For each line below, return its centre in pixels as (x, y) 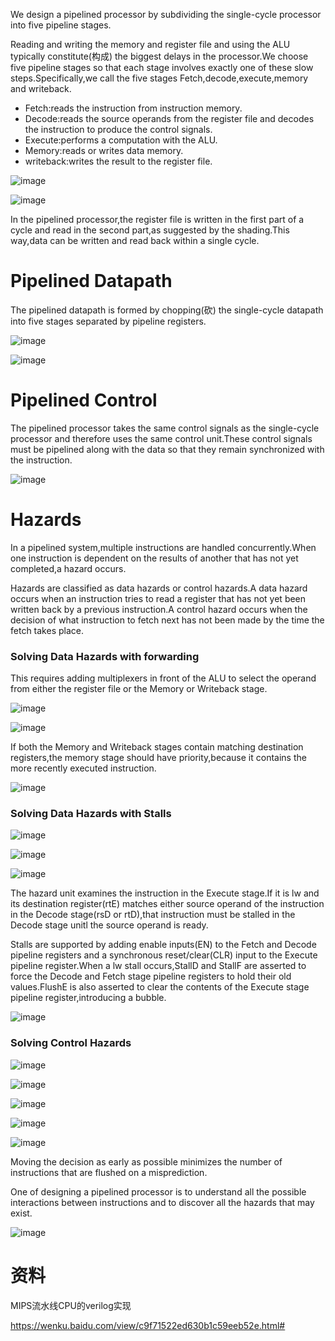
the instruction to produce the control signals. (118, 129)
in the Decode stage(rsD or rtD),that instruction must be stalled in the (153, 915)
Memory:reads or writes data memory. (104, 150)
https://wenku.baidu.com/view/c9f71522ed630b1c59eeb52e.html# (148, 1325)
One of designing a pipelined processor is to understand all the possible (158, 1191)
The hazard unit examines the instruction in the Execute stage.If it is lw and (165, 893)
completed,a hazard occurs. (68, 568)
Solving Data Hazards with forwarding (105, 656)
